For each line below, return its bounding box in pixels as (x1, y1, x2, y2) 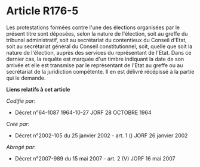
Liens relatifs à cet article (6, 86, 70, 93)
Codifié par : (6, 97, 36, 105)
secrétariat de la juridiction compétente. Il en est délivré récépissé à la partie (6, 68, 195, 75)
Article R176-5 (6, 4, 79, 18)
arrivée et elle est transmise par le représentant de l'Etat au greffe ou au (6, 61, 183, 69)
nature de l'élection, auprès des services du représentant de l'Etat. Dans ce (6, 49, 192, 56)
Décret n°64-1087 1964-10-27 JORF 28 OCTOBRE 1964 (14, 109, 152, 116)
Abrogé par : (6, 143, 36, 150)
